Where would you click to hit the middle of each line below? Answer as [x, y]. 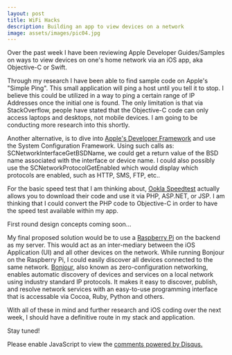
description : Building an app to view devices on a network [96, 26]
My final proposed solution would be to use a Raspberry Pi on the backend [114, 238]
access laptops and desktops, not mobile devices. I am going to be [102, 118]
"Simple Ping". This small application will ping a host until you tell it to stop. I [115, 88]
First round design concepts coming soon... [69, 224]
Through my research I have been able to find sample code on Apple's [108, 81]
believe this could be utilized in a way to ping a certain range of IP [101, 96]
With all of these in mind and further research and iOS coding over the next [114, 310]
